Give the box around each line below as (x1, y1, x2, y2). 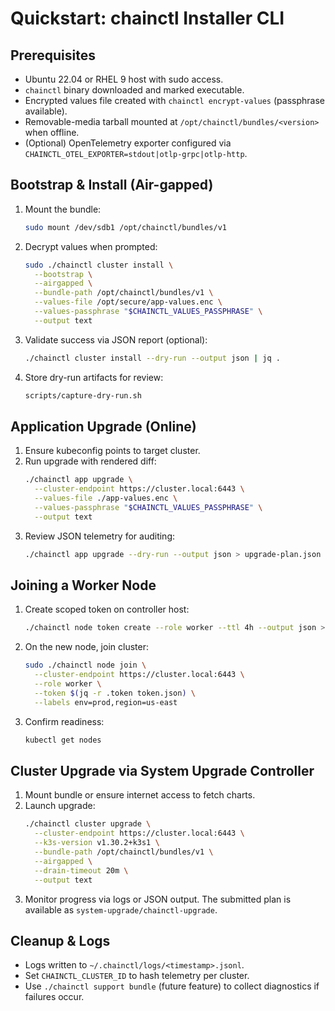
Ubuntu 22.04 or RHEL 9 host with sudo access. (24, 73, 224, 85)
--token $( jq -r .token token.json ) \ (34, 688, 196, 698)
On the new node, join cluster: (24, 641, 149, 653)
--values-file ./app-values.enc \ (34, 493, 178, 504)
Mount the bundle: (24, 203, 102, 215)
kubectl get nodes (24, 735, 102, 745)
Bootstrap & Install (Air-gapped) (10, 177, 214, 194)
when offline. (24, 127, 80, 138)
